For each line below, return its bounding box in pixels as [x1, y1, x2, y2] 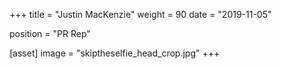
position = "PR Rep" [9, 28, 91, 39]
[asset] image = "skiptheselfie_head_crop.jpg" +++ [9, 47, 221, 59]
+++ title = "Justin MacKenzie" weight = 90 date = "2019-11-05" [9, 9, 272, 20]
